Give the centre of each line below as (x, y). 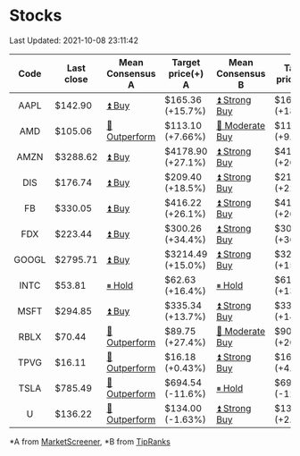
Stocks (36, 16)
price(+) (186, 73)
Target (186, 62)
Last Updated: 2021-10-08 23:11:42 (74, 40)
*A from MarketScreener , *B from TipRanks (90, 441)
